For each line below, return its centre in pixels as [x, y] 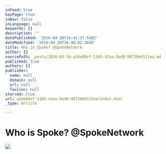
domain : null [23, 80]
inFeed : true [19, 10]
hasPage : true [20, 15]
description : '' [22, 33]
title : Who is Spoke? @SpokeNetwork [44, 47]
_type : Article [21, 104]
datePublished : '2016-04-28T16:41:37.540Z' [52, 38]
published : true [22, 61]
